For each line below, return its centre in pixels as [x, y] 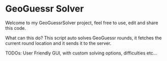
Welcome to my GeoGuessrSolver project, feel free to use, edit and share [82, 23]
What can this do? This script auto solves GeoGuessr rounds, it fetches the [83, 38]
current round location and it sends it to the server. [58, 43]
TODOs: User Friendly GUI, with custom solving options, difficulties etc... [81, 53]
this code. [16, 28]
